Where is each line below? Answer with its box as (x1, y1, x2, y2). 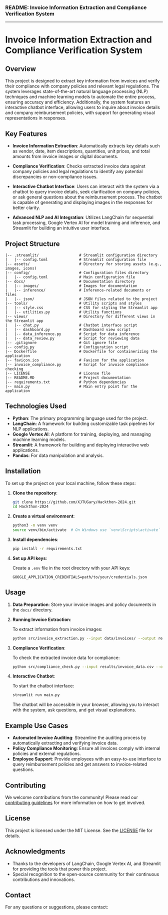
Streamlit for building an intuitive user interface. (12, 225, 111, 231)
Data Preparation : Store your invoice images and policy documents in (12, 601, 156, 607)
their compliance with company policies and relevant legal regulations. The (5, 83, 159, 89)
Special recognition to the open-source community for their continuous (12, 871, 159, 877)
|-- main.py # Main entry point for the (5, 384, 137, 389)
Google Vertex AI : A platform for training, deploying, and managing (12, 431, 151, 437)
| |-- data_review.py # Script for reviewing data (5, 335, 140, 341)
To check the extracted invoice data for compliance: (12, 654, 120, 660)
